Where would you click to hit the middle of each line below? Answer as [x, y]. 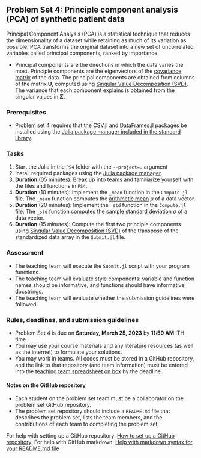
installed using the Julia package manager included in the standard [98, 132]
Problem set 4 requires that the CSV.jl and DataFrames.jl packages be [101, 125]
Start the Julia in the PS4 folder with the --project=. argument [91, 167]
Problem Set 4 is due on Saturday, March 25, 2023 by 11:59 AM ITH [100, 333]
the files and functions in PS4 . [51, 186]
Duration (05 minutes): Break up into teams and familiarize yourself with [104, 179]
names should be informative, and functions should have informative [100, 285]
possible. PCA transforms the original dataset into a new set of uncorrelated [100, 46]
